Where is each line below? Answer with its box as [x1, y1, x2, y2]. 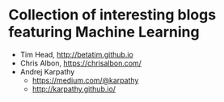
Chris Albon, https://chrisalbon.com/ [19, 58, 142, 68]
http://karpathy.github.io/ [32, 83, 116, 94]
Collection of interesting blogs [8, 6, 217, 24]
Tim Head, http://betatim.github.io [19, 49, 133, 59]
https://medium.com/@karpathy [32, 75, 139, 85]
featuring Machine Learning [8, 23, 200, 41]
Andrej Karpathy [19, 66, 75, 76]
